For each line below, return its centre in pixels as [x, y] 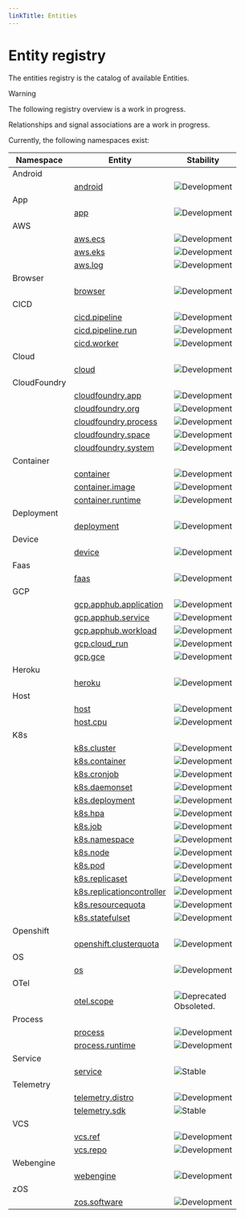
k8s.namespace [104, 839]
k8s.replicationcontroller [120, 891]
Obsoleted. [194, 1006]
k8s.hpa [89, 813]
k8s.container [100, 761]
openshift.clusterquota [116, 943]
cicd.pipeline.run [105, 330]
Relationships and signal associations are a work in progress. [109, 125]
